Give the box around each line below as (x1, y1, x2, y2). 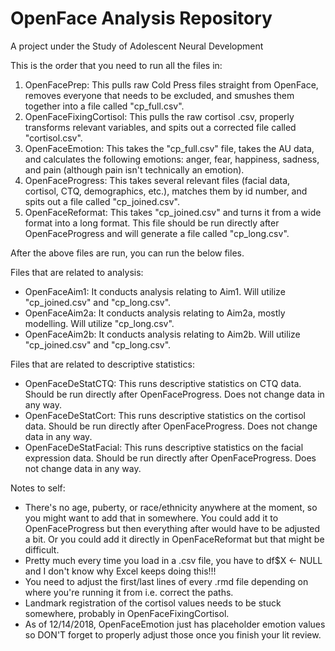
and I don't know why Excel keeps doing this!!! (24, 565, 217, 577)
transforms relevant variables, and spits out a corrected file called (24, 121, 297, 133)
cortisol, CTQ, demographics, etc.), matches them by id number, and (24, 185, 308, 197)
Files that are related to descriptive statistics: (10, 358, 195, 370)
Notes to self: (10, 482, 66, 494)
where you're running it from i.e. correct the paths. (24, 586, 234, 598)
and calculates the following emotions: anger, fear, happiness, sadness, (24, 153, 320, 165)
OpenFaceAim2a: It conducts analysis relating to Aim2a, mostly (24, 307, 286, 319)
